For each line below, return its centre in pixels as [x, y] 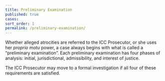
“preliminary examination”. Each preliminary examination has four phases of [83, 53]
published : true [22, 14]
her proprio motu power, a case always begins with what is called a [74, 48]
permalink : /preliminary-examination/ [45, 28]
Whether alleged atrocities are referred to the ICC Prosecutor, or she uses [81, 42]
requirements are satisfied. [33, 73]
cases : [12, 19]
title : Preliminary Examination [39, 10]
